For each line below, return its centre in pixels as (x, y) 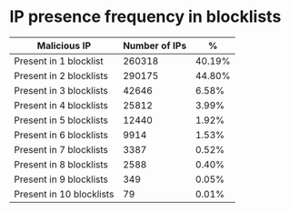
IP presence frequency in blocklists (145, 17)
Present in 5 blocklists (61, 120)
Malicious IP (64, 45)
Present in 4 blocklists (61, 105)
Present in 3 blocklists (61, 90)
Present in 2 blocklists (61, 76)
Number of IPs (155, 45)
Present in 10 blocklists (64, 194)
